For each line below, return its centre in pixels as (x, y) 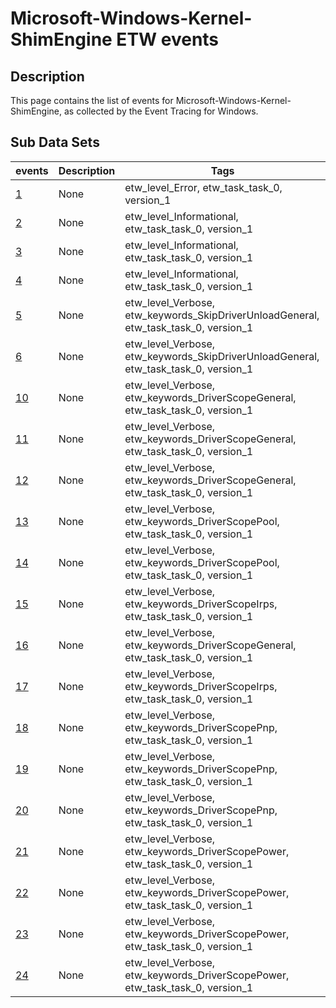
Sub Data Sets (55, 142)
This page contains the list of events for (92, 100)
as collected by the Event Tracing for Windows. (161, 111)
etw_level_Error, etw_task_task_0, (203, 187)
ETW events (168, 39)
